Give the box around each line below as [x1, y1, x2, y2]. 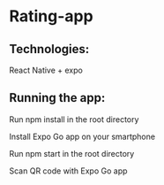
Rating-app [9, 6, 94, 27]
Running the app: [9, 90, 106, 105]
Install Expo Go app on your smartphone [9, 131, 156, 142]
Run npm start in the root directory [9, 148, 135, 158]
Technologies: [9, 42, 90, 57]
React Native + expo [9, 65, 84, 75]
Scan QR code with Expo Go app [9, 166, 128, 176]
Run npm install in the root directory [9, 113, 139, 125]
